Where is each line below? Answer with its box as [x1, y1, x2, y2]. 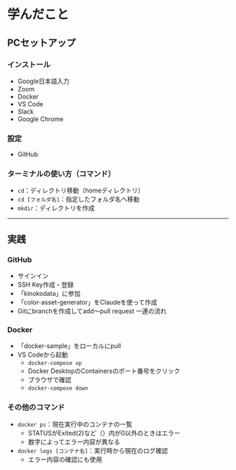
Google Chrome [17, 114, 64, 123]
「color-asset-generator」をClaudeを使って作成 [17, 298, 157, 307]
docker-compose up [27, 360, 82, 367]
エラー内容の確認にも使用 [27, 455, 103, 464]
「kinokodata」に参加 [17, 290, 81, 298]
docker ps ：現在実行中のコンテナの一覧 [17, 420, 133, 428]
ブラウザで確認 [27, 376, 72, 384]
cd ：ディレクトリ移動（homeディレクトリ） [17, 186, 145, 194]
